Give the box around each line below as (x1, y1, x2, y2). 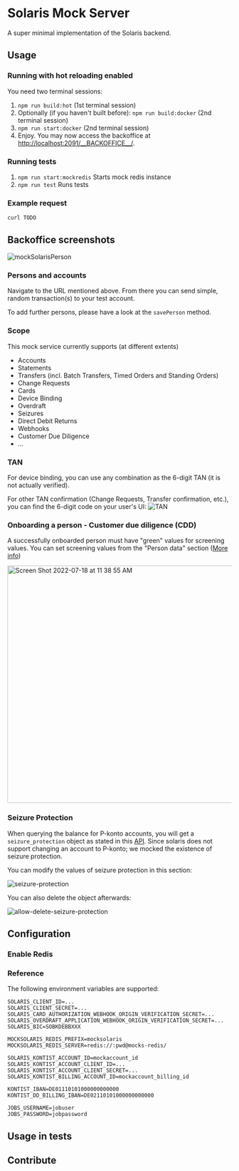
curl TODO (7, 214, 37, 222)
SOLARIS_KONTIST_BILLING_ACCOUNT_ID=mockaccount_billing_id (7, 1073, 190, 1080)
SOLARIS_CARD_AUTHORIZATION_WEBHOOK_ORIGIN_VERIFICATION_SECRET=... (7, 1011, 215, 1018)
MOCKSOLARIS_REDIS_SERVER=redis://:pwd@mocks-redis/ (7, 1042, 167, 1050)
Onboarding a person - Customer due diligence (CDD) (7, 519, 197, 529)
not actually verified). (7, 480, 70, 490)
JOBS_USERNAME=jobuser (7, 1105, 75, 1112)
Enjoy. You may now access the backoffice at (17, 131, 151, 140)
